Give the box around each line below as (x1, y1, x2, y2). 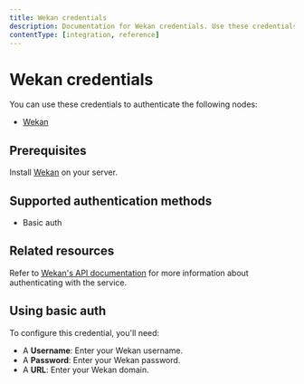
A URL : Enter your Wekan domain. (22, 364, 149, 375)
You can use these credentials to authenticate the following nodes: (9, 99, 258, 110)
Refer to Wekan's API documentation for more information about (9, 267, 249, 278)
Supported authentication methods (9, 193, 213, 208)
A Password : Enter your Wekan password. (22, 354, 181, 365)
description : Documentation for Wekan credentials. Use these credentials (9, 22, 298, 31)
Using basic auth (9, 303, 107, 319)
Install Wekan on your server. (9, 167, 118, 178)
